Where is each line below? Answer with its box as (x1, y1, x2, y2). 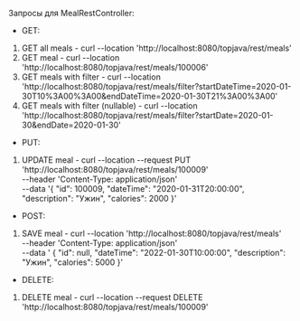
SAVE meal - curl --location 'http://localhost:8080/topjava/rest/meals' (21, 228, 282, 239)
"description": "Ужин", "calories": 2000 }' (21, 194, 177, 203)
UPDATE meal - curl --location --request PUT (21, 155, 192, 165)
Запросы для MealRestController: (8, 8, 135, 18)
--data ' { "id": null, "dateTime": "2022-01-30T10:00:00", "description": (21, 248, 286, 258)
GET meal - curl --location (21, 52, 120, 62)
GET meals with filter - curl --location (21, 71, 162, 82)
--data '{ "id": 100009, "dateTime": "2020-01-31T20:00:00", (21, 184, 245, 194)
